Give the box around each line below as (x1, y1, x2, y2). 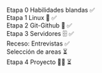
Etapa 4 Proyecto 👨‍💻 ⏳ (6, 58, 72, 66)
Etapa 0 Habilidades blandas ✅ (6, 6, 95, 14)
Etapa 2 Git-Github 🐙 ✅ (6, 21, 72, 30)
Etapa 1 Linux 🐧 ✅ (6, 14, 57, 21)
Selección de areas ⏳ (6, 48, 67, 56)
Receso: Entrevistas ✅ (6, 39, 70, 48)
